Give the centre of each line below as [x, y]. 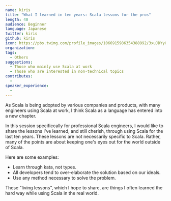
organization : [20, 48]
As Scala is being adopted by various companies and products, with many [83, 105]
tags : [11, 52]
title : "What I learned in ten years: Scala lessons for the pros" [78, 15]
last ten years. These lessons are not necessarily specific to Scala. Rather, [83, 136]
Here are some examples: [32, 157]
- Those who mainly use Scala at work [51, 67]
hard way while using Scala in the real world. [52, 193]
